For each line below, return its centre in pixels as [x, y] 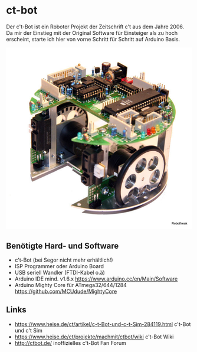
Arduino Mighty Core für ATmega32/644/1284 [70, 285]
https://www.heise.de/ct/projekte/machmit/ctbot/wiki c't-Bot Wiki [94, 337]
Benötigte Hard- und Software [63, 246]
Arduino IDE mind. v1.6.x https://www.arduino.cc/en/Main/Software [96, 279]
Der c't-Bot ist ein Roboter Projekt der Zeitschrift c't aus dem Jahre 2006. [95, 27]
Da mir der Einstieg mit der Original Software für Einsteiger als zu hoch [92, 32]
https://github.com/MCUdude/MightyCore [66, 291]
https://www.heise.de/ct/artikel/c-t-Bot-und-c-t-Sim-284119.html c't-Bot [103, 324]
